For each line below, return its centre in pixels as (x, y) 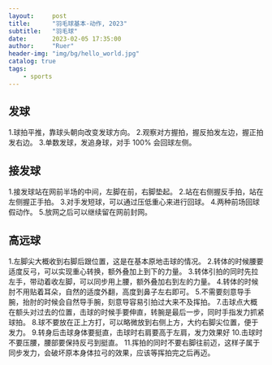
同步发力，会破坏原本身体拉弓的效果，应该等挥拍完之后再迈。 (112, 353)
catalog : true (32, 62)
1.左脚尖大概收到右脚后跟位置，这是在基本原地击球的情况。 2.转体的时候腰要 (136, 262)
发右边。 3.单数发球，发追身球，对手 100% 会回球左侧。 (102, 142)
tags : (17, 69)
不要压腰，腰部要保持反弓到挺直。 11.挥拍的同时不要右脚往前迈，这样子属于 (134, 343)
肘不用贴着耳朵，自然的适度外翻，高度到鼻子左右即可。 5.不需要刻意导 (126, 292)
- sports (38, 76)
